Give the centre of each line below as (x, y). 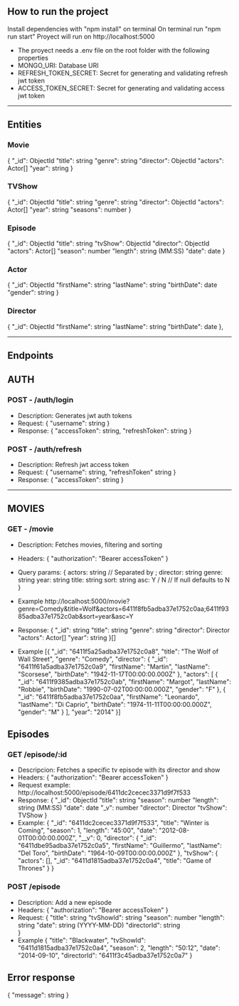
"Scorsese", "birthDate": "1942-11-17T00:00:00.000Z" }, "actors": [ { (118, 674)
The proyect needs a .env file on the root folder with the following (113, 50)
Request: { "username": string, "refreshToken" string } (97, 472)
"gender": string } (33, 293)
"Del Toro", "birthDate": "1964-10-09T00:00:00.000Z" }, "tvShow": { (118, 853)
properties (33, 58)
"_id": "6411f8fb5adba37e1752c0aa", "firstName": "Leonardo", (108, 696)
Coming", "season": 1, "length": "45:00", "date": (87, 831)
